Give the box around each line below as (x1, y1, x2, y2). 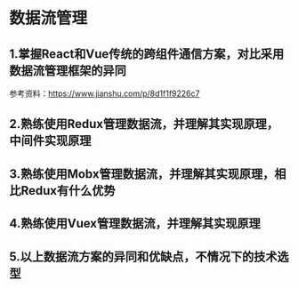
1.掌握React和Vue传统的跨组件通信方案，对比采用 (9, 46, 285, 61)
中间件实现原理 (9, 133, 92, 148)
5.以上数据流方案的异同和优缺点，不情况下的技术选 (9, 249, 289, 264)
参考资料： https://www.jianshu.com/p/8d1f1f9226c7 (9, 88, 200, 99)
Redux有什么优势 (20, 183, 116, 198)
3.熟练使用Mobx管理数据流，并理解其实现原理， (9, 166, 275, 181)
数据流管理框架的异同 (9, 63, 126, 78)
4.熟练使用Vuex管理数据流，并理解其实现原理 (9, 216, 261, 231)
